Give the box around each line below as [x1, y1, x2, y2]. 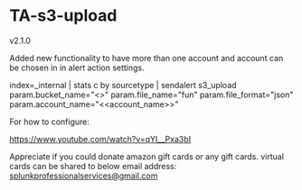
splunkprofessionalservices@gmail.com [9, 170, 158, 181]
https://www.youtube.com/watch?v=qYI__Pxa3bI [9, 133, 192, 144]
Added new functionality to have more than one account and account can [9, 52, 284, 63]
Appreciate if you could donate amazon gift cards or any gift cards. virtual [9, 150, 285, 162]
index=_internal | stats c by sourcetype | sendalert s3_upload [9, 79, 237, 90]
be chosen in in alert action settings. [9, 62, 145, 73]
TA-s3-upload [9, 5, 118, 26]
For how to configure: [9, 116, 90, 127]
